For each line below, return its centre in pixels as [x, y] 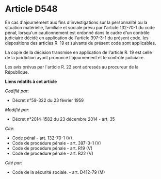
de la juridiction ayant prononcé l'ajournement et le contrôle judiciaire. [75, 57]
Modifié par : [17, 110]
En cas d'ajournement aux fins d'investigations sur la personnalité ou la [76, 22]
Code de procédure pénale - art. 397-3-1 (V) [56, 143]
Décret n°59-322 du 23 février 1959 [48, 100]
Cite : [10, 128]
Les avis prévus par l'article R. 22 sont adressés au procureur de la [72, 67]
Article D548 [31, 9]
